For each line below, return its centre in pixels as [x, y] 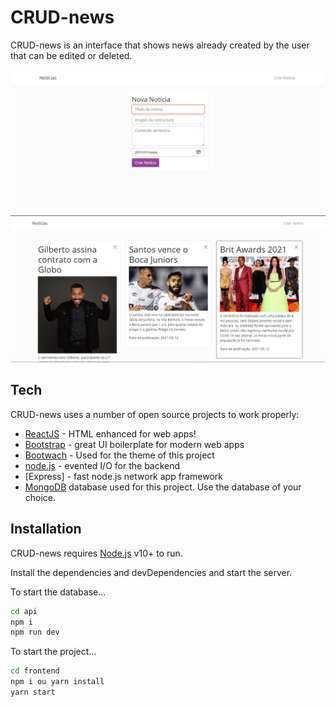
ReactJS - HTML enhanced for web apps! [110, 433]
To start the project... [53, 652]
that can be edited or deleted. [71, 55]
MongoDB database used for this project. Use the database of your [163, 487]
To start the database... [58, 592]
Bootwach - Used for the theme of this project [119, 455]
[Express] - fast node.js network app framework [123, 476]
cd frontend [35, 671]
